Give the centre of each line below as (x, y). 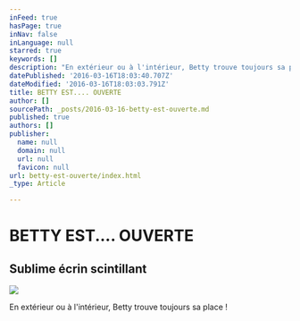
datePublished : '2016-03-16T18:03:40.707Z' (92, 76)
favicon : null (43, 167)
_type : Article (37, 184)
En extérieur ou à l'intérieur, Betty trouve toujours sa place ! (118, 307)
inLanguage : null (42, 42)
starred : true (36, 51)
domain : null (42, 150)
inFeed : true (33, 17)
